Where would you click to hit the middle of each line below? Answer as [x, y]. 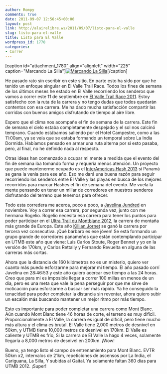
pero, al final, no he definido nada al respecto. [52, 148]
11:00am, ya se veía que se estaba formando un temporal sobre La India [79, 138]
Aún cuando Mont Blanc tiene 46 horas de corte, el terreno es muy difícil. [81, 314]
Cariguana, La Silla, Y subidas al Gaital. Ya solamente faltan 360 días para [81, 361]
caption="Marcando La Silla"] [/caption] [66, 71]
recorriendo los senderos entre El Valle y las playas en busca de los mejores [83, 179]
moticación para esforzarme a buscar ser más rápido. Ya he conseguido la [82, 288]
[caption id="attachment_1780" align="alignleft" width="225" [68, 66]
